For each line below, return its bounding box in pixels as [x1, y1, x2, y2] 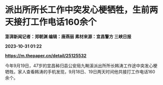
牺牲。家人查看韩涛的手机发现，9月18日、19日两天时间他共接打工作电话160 [5, 68, 155, 74]
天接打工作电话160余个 [5, 17, 97, 28]
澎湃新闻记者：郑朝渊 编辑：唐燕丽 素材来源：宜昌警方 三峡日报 [5, 34, 131, 39]
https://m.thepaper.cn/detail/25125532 [5, 52, 87, 58]
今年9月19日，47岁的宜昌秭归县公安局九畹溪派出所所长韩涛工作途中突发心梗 [5, 63, 158, 68]
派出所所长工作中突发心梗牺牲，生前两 [5, 4, 159, 16]
